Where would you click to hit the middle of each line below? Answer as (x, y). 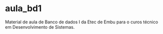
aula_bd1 (23, 8)
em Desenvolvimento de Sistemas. (40, 27)
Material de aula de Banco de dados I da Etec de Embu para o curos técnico (81, 22)
